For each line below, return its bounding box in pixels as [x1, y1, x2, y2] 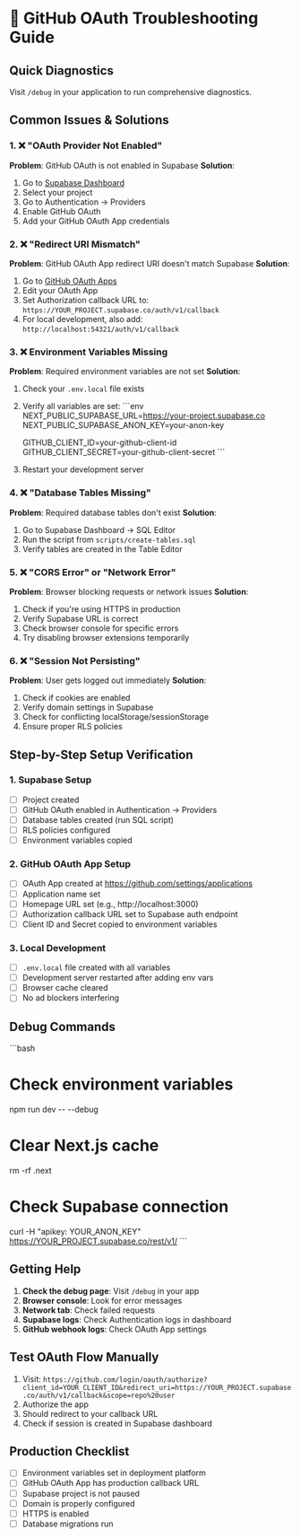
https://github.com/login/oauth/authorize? [43, 1375, 208, 1385]
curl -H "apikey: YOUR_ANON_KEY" [9, 1226, 141, 1237]
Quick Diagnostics [9, 63, 115, 78]
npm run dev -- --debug [9, 1104, 99, 1115]
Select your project [21, 187, 93, 197]
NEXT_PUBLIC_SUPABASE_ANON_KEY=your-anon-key [21, 420, 225, 431]
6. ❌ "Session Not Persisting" [9, 654, 141, 667]
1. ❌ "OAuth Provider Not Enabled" [9, 139, 163, 152]
